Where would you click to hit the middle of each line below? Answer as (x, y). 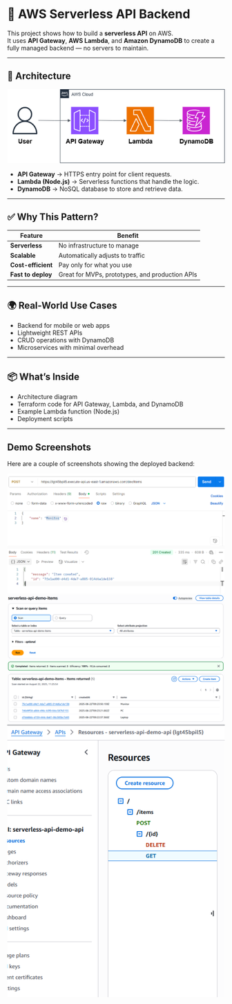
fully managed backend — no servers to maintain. (78, 48)
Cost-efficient (31, 265)
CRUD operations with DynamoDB (66, 340)
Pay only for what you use (95, 265)
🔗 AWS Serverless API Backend (99, 14)
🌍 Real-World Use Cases (62, 305)
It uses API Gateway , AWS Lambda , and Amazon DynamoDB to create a (111, 40)
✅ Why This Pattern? (53, 217)
